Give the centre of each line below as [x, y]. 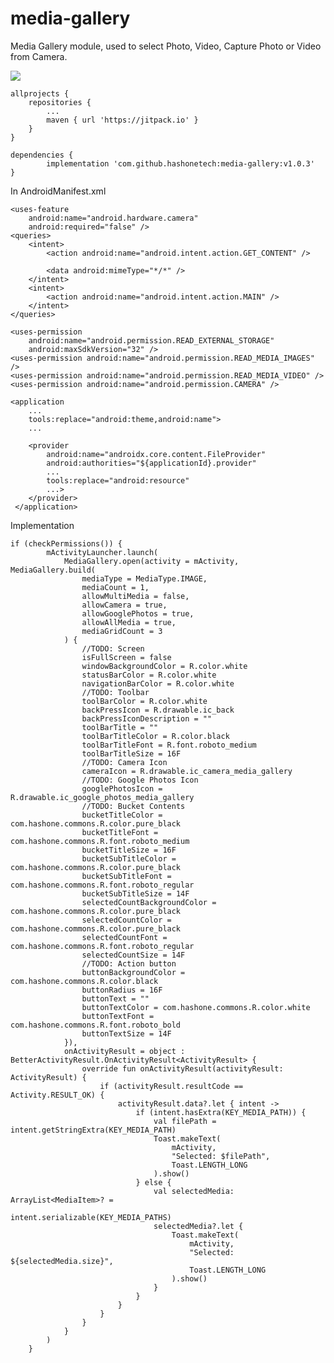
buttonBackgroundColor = [133, 972]
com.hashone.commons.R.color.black [84, 981]
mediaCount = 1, [115, 587]
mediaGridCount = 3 [122, 631]
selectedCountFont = [124, 937]
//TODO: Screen [113, 648]
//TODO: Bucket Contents [133, 806]
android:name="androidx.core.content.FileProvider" [156, 454]
